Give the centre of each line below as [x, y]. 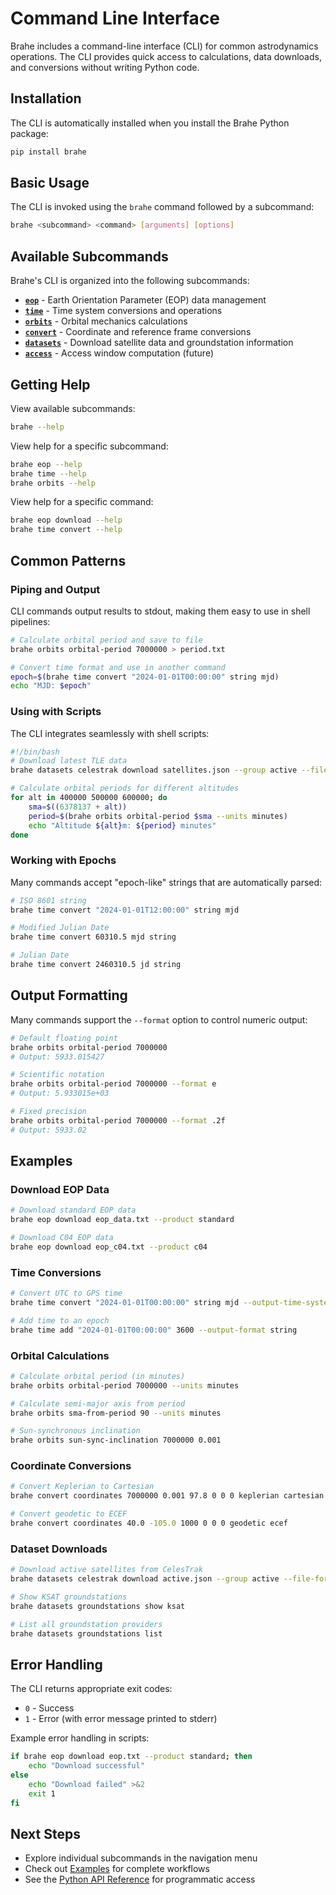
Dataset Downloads [59, 1549]
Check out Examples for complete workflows [117, 1869]
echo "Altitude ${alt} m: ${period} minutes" [122, 825]
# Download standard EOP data [73, 1210]
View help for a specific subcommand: [89, 446]
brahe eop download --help [66, 520]
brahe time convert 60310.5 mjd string [93, 937]
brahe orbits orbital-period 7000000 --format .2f [118, 1120]
